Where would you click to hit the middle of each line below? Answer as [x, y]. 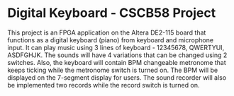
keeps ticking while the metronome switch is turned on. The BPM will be [113, 70]
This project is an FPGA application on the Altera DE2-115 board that [107, 32]
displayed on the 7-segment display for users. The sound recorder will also [117, 77]
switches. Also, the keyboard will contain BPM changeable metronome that [117, 62]
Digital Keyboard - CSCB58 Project [112, 13]
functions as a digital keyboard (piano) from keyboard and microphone [111, 40]
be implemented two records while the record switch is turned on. [104, 85]
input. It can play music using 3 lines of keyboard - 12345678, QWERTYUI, [116, 47]
